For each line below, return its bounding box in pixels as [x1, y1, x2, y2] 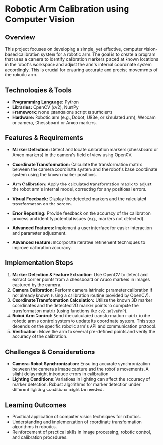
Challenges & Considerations [5, 348, 95, 356]
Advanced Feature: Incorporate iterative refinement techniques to [12, 240, 145, 245]
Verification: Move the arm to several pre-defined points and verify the [12, 329, 156, 334]
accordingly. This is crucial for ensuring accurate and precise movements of [5, 67, 158, 73]
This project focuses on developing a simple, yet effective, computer [5, 46, 143, 52]
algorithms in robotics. [12, 424, 57, 430]
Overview [5, 33, 36, 41]
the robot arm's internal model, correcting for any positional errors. [12, 186, 147, 192]
